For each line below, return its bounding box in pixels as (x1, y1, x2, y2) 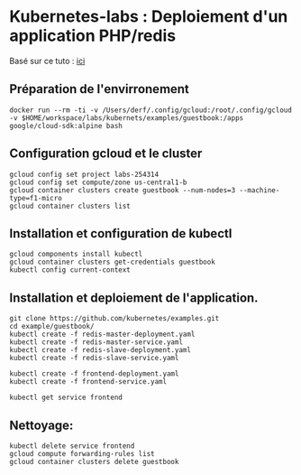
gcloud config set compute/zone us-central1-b (9, 178, 187, 187)
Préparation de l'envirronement (9, 81, 189, 97)
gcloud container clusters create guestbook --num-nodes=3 (9, 185, 236, 195)
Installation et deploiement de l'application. (9, 290, 259, 305)
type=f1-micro (9, 193, 63, 202)
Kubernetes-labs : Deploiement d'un (9, 6, 288, 27)
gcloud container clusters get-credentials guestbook (9, 257, 216, 267)
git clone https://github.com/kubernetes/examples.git (9, 314, 220, 323)
